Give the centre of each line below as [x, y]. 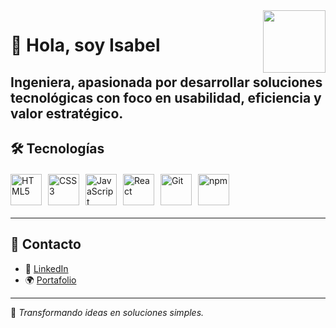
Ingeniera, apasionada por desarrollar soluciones [166, 82]
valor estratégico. [67, 113]
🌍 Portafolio [50, 280]
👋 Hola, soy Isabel [85, 45]
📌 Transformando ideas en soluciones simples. [107, 312]
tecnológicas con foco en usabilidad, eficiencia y [166, 97]
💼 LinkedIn [46, 268]
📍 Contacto [46, 244]
